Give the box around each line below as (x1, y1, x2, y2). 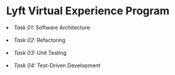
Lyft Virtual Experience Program (6, 4, 170, 18)
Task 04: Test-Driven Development (14, 61, 100, 69)
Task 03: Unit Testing (14, 49, 67, 56)
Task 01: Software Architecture (14, 24, 90, 31)
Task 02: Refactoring (14, 36, 66, 43)
